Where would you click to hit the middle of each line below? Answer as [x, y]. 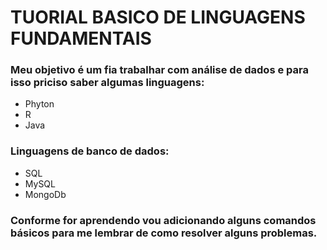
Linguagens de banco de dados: [90, 151]
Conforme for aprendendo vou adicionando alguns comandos [163, 220]
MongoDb [45, 194]
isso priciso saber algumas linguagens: [107, 83]
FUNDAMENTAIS [81, 38]
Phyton [39, 104]
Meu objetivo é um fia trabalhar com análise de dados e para [159, 70]
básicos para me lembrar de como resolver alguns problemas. [164, 233]
